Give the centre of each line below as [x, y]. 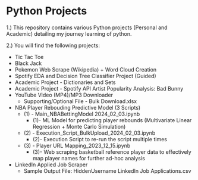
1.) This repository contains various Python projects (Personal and [87, 27]
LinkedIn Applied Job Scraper [51, 165]
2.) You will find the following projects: [53, 45]
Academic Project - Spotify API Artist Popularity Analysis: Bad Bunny [99, 88]
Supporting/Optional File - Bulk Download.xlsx [80, 101]
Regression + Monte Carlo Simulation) [79, 126]
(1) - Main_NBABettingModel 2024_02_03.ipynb [82, 114]
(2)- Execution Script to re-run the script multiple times [100, 139]
